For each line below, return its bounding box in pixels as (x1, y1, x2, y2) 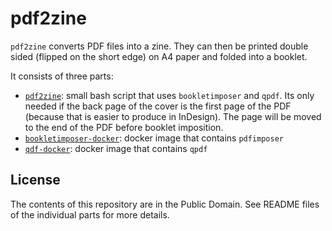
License (10, 172, 61, 189)
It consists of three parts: (10, 70, 114, 82)
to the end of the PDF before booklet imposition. (24, 121, 224, 133)
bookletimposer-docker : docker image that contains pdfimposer (24, 132, 285, 144)
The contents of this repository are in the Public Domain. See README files (10, 198, 320, 210)
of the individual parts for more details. (10, 208, 170, 221)
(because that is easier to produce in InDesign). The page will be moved (24, 110, 322, 122)
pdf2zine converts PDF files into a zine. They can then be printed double (10, 40, 309, 52)
